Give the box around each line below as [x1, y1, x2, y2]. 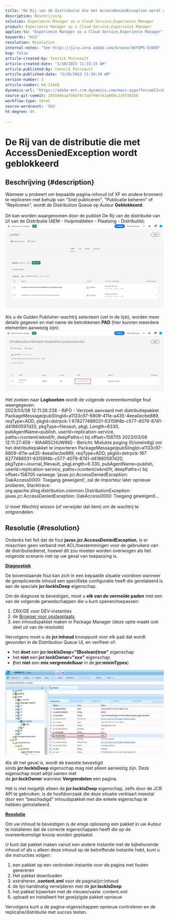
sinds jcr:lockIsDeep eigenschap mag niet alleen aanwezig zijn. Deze [5, 765, 149, 771]
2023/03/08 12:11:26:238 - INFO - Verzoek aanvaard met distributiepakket [5, 408, 159, 414]
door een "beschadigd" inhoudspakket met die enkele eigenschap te [5, 796, 148, 802]
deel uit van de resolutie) [12, 624, 64, 630]
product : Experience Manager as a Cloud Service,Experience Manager [5, 24, 152, 29]
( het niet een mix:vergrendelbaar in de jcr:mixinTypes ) [12, 660, 129, 666]
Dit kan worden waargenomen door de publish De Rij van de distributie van [5, 213, 160, 219]
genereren [12, 867, 34, 873]
